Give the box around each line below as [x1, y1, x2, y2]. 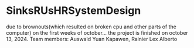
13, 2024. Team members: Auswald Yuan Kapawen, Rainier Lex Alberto [6, 35, 178, 42]
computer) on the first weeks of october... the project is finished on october [6, 29, 189, 36]
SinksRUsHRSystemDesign [6, 4, 141, 17]
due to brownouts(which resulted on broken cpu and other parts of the [6, 23, 177, 30]
